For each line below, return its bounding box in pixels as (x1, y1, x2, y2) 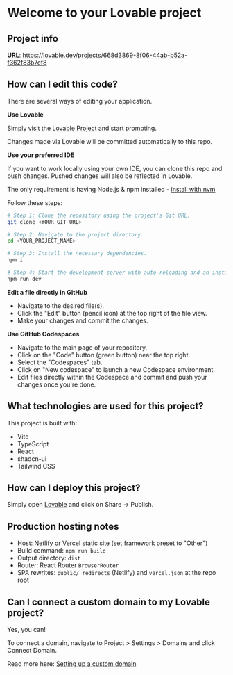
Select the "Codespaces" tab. (17, 358, 103, 366)
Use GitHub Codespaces (7, 330, 80, 338)
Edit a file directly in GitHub (7, 288, 88, 296)
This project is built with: (7, 418, 78, 427)
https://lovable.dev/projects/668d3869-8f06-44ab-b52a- (22, 51, 188, 59)
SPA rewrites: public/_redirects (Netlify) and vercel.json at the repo (17, 569, 216, 577)
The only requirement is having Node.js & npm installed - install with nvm (7, 185, 216, 193)
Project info (7, 33, 59, 44)
